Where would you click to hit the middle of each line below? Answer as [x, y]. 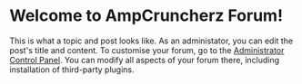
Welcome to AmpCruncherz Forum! [146, 16]
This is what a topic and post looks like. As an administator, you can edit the [151, 41]
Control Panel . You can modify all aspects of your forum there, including [145, 60]
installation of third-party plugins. [72, 70]
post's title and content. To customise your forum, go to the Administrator [147, 50]
